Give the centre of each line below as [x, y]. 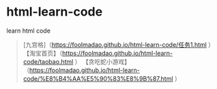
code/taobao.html [48, 61]
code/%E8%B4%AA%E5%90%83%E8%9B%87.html [98, 78]
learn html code [28, 31]
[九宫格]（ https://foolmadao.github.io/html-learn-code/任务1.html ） [119, 44]
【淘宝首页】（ [43, 53]
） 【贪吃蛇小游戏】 [103, 61]
